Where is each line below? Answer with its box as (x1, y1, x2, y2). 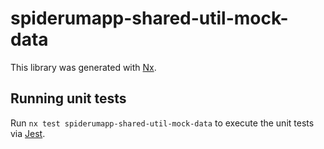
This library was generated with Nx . (10, 61, 157, 73)
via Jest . (10, 127, 46, 139)
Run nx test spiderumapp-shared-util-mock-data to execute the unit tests (10, 117, 315, 129)
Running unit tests (10, 90, 127, 107)
